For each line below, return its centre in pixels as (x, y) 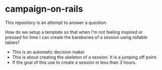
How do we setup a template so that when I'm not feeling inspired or (74, 32)
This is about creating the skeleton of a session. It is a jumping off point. (85, 57)
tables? (12, 42)
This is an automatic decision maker (48, 52)
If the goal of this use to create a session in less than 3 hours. (74, 62)
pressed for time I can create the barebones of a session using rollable (76, 37)
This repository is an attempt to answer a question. (56, 23)
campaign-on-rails (44, 9)
